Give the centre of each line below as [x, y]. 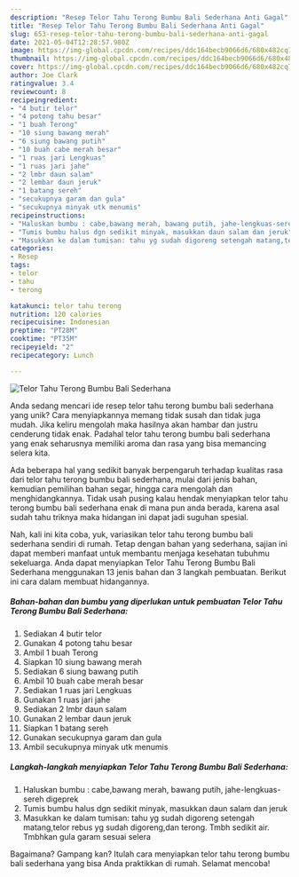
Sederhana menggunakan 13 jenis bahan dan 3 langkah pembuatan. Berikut [148, 572]
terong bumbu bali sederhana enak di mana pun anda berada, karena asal [145, 508]
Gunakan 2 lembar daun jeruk [77, 718]
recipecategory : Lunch [52, 355]
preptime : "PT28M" [44, 331]
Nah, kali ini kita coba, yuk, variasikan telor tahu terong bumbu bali [132, 534]
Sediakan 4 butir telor [63, 633]
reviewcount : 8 [38, 91]
